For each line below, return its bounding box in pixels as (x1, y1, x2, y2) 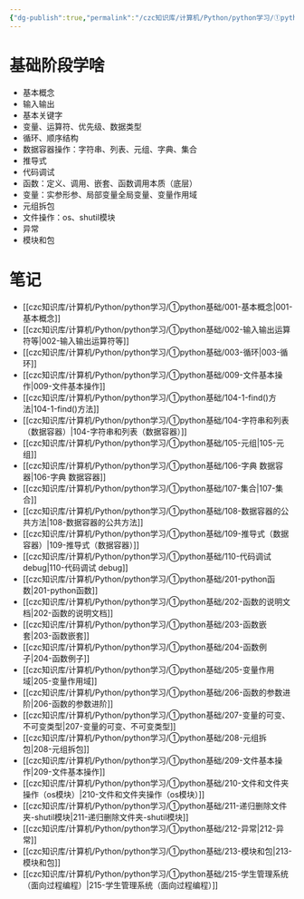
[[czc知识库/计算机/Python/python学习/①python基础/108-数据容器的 (22, 505, 281, 516)
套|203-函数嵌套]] (22, 630, 90, 640)
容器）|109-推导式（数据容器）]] (22, 539, 140, 550)
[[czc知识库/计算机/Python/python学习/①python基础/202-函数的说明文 (22, 596, 291, 607)
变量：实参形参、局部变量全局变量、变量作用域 (22, 189, 197, 200)
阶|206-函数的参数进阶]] (22, 698, 114, 708)
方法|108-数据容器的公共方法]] (30, 516, 144, 527)
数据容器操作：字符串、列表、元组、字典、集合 (22, 143, 197, 154)
